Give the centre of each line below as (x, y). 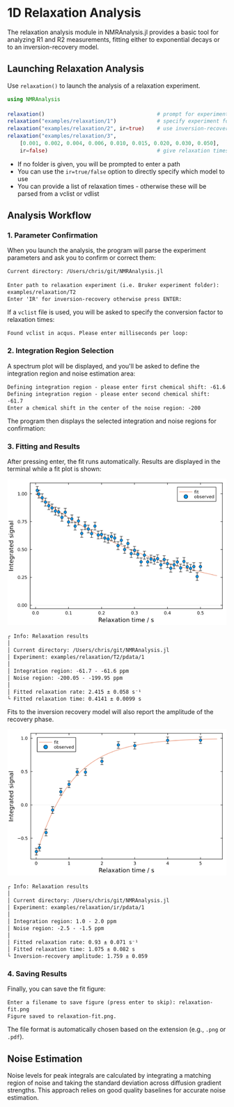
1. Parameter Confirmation (53, 235)
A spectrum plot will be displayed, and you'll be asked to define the (103, 366)
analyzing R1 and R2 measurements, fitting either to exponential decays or (114, 39)
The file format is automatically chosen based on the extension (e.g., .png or (117, 1030)
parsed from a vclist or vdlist (58, 194)
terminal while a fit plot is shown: (54, 469)
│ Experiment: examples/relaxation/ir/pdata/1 (76, 908)
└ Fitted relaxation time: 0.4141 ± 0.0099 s (74, 699)
